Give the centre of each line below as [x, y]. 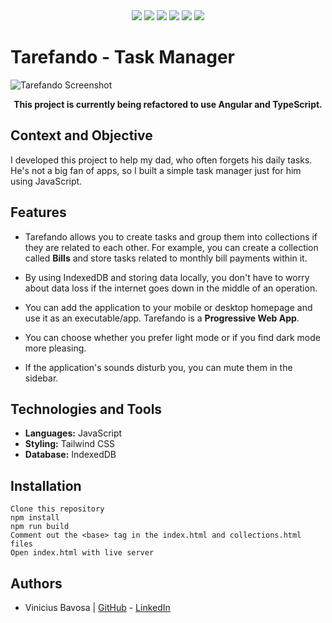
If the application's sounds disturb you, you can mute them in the [158, 367]
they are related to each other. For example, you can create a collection [171, 247]
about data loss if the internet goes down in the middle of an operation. [171, 288]
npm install [35, 518]
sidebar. [41, 378]
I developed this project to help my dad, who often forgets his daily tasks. [161, 160]
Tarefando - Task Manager [123, 57]
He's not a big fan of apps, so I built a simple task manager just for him [156, 170]
